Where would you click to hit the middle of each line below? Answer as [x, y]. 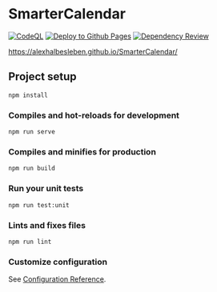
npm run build [32, 169]
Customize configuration [58, 262]
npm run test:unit [39, 205]
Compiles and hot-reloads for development [94, 115]
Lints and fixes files [47, 225]
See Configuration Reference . [57, 279]
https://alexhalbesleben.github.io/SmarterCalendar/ [93, 51]
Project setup [43, 77]
